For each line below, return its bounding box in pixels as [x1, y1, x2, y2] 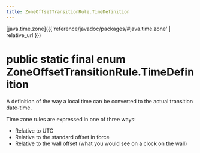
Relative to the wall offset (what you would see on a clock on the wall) [14, 140, 187, 147]
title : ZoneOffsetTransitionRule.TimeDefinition [6, 8, 130, 15]
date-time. [6, 104, 32, 111]
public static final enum [6, 52, 126, 66]
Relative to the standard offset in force [14, 133, 110, 140]
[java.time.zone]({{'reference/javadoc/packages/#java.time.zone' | [6, 25, 171, 32]
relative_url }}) [6, 31, 41, 39]
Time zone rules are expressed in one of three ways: [6, 115, 136, 123]
